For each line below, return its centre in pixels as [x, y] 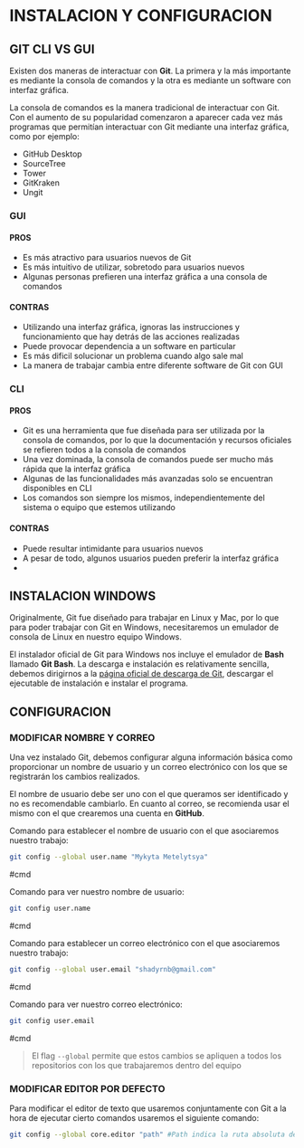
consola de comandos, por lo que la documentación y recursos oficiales [157, 441]
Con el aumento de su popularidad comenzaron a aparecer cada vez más [146, 117]
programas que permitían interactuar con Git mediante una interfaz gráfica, [149, 127]
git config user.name [50, 909]
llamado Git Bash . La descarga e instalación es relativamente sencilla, [139, 664]
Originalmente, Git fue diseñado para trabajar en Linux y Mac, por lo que [144, 618]
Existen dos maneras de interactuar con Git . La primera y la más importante [150, 71]
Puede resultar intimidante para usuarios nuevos [113, 548]
